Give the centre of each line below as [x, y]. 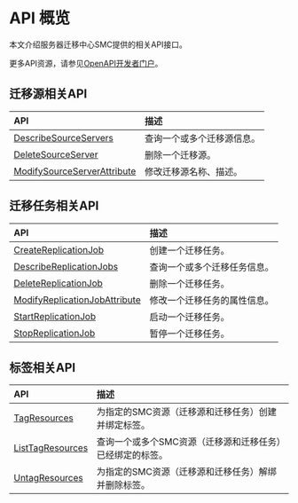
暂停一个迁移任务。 [189, 334]
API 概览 [40, 18]
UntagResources [49, 478]
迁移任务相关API [54, 206]
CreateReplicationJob [59, 249]
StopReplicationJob [55, 333]
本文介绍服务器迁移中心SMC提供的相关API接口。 [98, 44]
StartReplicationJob [55, 316]
